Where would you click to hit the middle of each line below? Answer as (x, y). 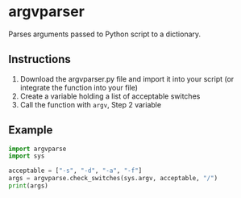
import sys (27, 156)
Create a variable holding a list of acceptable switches (110, 96)
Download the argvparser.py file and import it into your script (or (127, 78)
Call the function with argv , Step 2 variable (91, 104)
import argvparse (37, 149)
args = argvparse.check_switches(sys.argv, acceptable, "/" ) (113, 179)
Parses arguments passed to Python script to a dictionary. (105, 34)
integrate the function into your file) (79, 87)
